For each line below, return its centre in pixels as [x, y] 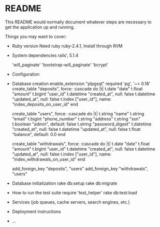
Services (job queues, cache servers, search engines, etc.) [71, 202]
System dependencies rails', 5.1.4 [45, 55]
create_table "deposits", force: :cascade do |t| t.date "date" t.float [77, 88]
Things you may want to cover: [36, 36]
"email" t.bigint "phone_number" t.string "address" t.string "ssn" [76, 119]
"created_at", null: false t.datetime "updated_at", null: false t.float [76, 129]
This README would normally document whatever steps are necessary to [78, 22]
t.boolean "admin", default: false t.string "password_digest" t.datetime [82, 124]
